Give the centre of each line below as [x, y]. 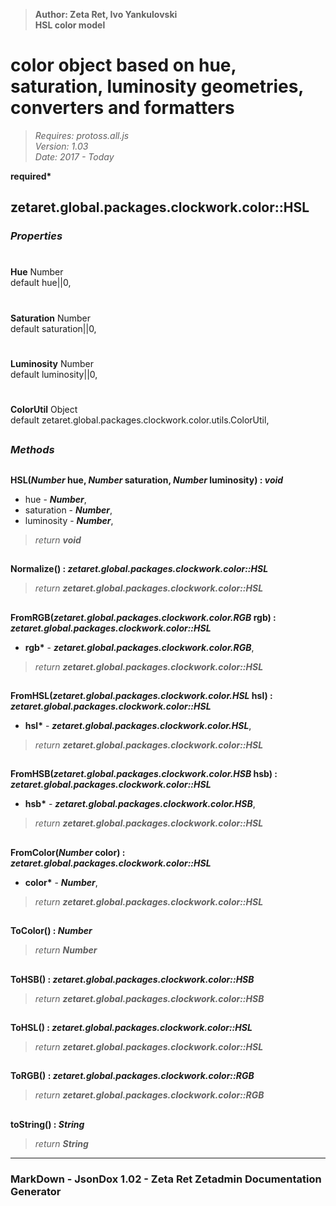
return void [58, 540]
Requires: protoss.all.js [82, 135]
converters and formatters [122, 108]
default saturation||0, [53, 328]
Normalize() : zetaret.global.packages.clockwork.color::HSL [139, 569]
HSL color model [70, 25]
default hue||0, [41, 283]
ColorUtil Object [44, 409]
